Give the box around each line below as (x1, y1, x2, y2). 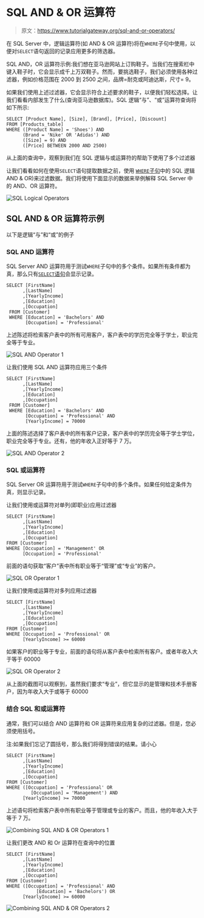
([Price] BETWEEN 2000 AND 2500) (22, 143, 107, 149)
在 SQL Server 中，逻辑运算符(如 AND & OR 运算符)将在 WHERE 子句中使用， (6, 40, 190, 47)
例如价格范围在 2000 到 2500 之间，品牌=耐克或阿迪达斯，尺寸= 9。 (22, 76, 194, 83)
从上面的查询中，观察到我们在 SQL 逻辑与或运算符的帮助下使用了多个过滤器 (6, 154, 195, 161)
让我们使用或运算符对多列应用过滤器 (6, 587, 97, 595)
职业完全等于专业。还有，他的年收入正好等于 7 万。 (6, 437, 135, 445)
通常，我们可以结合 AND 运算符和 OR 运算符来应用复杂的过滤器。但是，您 (6, 719, 191, 727)
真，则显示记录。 (6, 489, 49, 496)
